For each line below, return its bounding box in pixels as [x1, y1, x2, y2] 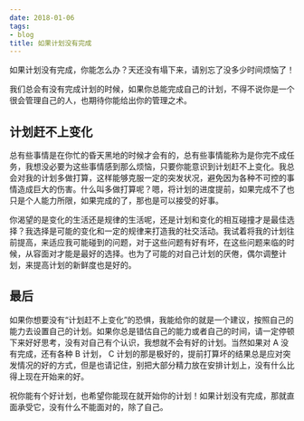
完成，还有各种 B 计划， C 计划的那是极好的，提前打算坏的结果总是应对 [16, 348, 283, 359]
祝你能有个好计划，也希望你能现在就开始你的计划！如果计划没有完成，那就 [9, 390, 287, 401]
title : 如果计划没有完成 [9, 38, 92, 48]
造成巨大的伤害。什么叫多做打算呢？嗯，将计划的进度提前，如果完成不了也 [16, 184, 295, 195]
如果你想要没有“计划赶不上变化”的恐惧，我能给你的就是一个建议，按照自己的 [9, 314, 294, 325]
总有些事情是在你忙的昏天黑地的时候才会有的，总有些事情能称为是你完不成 [9, 150, 287, 161]
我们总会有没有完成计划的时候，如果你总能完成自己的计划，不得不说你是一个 [9, 83, 295, 95]
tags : [9, 22, 30, 31]
